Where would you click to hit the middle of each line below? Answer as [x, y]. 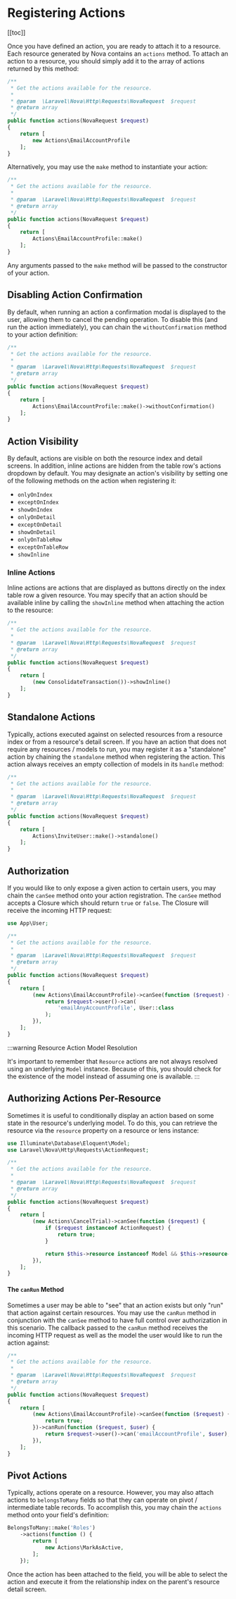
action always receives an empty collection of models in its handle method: [116, 764]
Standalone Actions [52, 717]
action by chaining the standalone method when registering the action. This [116, 757]
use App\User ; [28, 923]
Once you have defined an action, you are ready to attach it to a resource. [114, 46]
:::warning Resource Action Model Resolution [72, 1047]
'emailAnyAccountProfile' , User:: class [116, 1008]
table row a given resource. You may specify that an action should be [107, 595]
